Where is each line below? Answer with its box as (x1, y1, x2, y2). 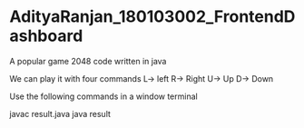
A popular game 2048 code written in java (9, 55, 167, 66)
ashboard (9, 25, 83, 46)
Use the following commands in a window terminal (9, 91, 198, 102)
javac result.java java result (9, 108, 112, 119)
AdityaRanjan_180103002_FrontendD (9, 6, 296, 27)
